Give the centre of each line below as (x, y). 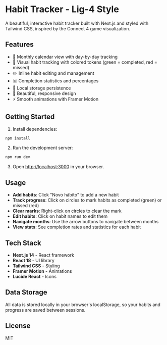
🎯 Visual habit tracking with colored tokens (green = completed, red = (85, 62)
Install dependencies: (35, 129)
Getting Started (30, 117)
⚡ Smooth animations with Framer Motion (55, 99)
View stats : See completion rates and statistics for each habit (77, 227)
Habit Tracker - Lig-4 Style (62, 9)
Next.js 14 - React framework (43, 255)
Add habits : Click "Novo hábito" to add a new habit (66, 195)
